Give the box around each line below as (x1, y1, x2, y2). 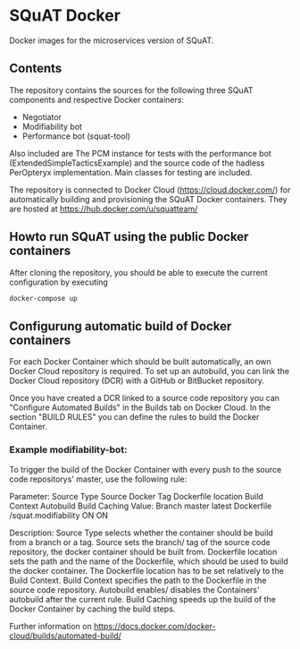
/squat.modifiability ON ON (9, 509, 109, 520)
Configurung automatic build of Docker (9, 319, 232, 334)
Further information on (9, 620, 92, 631)
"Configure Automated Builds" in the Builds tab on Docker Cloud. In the (9, 402, 271, 413)
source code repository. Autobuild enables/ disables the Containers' (9, 584, 261, 595)
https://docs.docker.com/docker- (93, 620, 216, 631)
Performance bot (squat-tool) (21, 131, 131, 141)
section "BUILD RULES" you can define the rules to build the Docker (9, 412, 260, 423)
